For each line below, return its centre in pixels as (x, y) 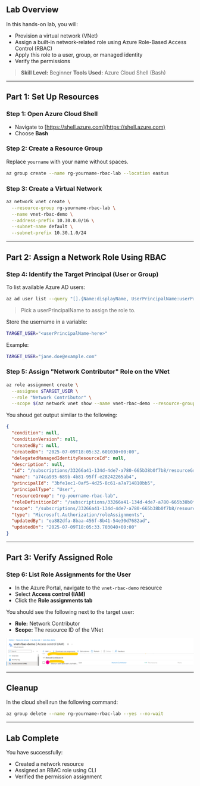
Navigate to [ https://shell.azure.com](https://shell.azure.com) (90, 127)
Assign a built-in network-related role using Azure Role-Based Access (101, 42)
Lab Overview (32, 10)
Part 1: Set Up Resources (53, 97)
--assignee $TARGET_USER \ (45, 391)
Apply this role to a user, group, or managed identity (79, 55)
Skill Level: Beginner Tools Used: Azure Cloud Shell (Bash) (93, 72)
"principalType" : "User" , (44, 490)
